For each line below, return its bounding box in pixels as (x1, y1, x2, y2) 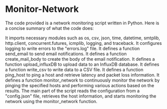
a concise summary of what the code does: (5, 25, 94, 31)
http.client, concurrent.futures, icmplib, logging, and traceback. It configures (5, 40, 162, 46)
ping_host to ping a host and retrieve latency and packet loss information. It (5, 72, 160, 78)
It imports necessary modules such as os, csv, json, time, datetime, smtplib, (5, 35, 161, 41)
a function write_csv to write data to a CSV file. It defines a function (5, 66, 144, 73)
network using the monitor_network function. (5, 98, 98, 104)
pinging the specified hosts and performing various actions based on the (5, 82, 155, 88)
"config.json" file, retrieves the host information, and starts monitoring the (5, 93, 157, 99)
